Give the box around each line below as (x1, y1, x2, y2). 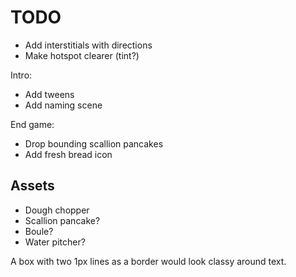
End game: (10, 118, 55, 130)
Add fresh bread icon (24, 148, 113, 160)
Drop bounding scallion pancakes (24, 137, 164, 150)
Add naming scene (24, 99, 103, 111)
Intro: (10, 69, 33, 81)
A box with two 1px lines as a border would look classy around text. (10, 255, 287, 267)
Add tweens (24, 88, 75, 100)
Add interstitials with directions (24, 39, 153, 51)
